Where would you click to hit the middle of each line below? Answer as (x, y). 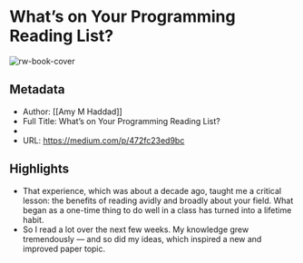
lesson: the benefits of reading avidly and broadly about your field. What (158, 200)
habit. (33, 219)
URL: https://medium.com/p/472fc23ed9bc (103, 140)
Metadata (37, 89)
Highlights (39, 169)
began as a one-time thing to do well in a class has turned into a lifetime (157, 209)
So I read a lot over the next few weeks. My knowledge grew (136, 229)
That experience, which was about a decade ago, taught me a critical (152, 190)
